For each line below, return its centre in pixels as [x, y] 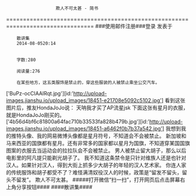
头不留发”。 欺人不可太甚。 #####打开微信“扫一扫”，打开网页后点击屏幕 [93, 180]
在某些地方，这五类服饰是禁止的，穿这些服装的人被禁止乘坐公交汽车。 [88, 82]
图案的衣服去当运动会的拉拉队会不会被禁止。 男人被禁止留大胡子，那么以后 [96, 150]
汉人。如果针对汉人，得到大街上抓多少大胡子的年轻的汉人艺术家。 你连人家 [96, 165]
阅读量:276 [28, 71]
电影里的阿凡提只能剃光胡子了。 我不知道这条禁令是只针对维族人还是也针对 [96, 158]
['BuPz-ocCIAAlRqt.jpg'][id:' [40, 93]
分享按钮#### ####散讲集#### [54, 187]
